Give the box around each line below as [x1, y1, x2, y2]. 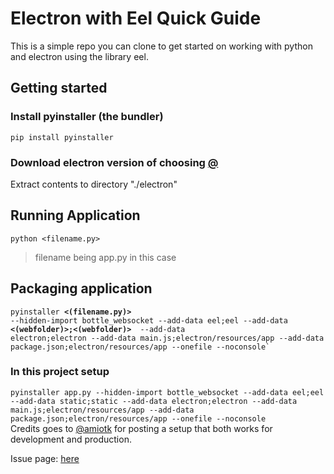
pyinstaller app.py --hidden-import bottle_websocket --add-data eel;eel [10, 387, 325, 397]
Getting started [10, 80, 108, 97]
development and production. [10, 433, 132, 445]
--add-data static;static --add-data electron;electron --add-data [10, 396, 298, 406]
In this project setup [10, 365, 110, 379]
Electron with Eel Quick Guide [10, 7, 262, 30]
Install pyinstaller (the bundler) [10, 110, 164, 124]
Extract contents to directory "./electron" [10, 178, 178, 190]
